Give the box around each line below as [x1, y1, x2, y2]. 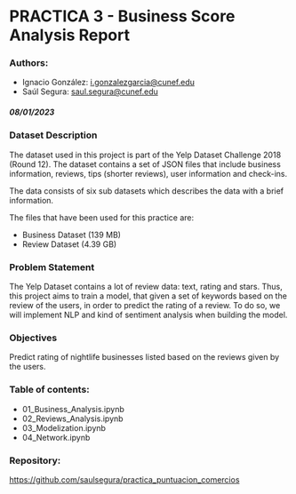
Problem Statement [9, 260, 95, 273]
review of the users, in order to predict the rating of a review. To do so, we [9, 300, 281, 311]
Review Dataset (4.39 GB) [21, 238, 117, 250]
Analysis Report [9, 25, 131, 45]
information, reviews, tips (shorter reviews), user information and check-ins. [9, 168, 288, 179]
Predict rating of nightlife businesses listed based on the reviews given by [9, 352, 280, 363]
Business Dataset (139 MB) [21, 229, 122, 240]
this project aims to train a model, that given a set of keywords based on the [9, 291, 287, 301]
